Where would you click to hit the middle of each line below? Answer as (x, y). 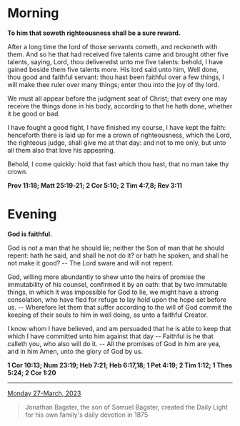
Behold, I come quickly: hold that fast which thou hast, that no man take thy (118, 164)
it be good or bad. (34, 113)
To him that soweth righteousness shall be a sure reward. (94, 33)
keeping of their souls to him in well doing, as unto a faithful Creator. (108, 315)
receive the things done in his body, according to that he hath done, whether (120, 106)
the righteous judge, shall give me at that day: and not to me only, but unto (117, 142)
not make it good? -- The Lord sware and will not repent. (90, 263)
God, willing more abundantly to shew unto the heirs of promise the (106, 277)
